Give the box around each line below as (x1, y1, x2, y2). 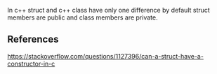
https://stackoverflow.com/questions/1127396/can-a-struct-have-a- (7, 52, 204, 60)
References (7, 34, 59, 45)
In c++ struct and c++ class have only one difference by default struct (7, 6, 211, 14)
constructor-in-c (7, 59, 55, 68)
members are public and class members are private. (7, 13, 158, 22)
